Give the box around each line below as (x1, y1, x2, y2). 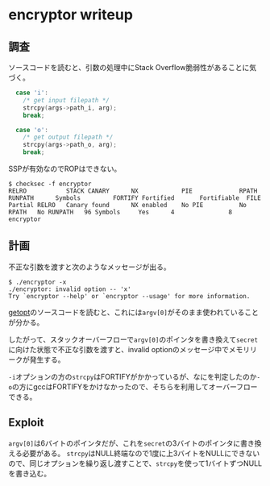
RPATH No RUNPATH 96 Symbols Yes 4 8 (8, 208, 232, 216)
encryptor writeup (8, 6, 133, 24)
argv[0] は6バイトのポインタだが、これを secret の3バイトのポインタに (8, 438, 241, 448)
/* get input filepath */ (23, 96, 110, 104)
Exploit (8, 416, 44, 430)
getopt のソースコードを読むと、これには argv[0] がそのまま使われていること (8, 307, 260, 317)
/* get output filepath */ (23, 133, 114, 142)
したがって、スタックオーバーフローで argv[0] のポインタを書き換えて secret (8, 334, 259, 344)
